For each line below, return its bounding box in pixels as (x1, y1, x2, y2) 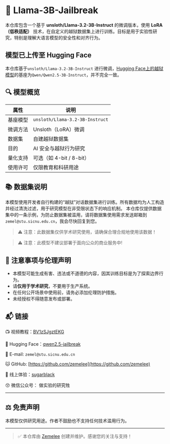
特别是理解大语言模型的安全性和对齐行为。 (14, 34, 103, 41)
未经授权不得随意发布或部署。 (12, 296, 75, 302)
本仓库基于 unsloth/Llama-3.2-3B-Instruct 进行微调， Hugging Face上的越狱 (5, 65, 163, 71)
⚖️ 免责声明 (5, 403, 39, 412)
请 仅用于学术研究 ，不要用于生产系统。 (12, 283, 93, 289)
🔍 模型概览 (5, 88, 40, 97)
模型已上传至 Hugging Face (5, 51, 92, 60)
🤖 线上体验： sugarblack (5, 372, 55, 377)
